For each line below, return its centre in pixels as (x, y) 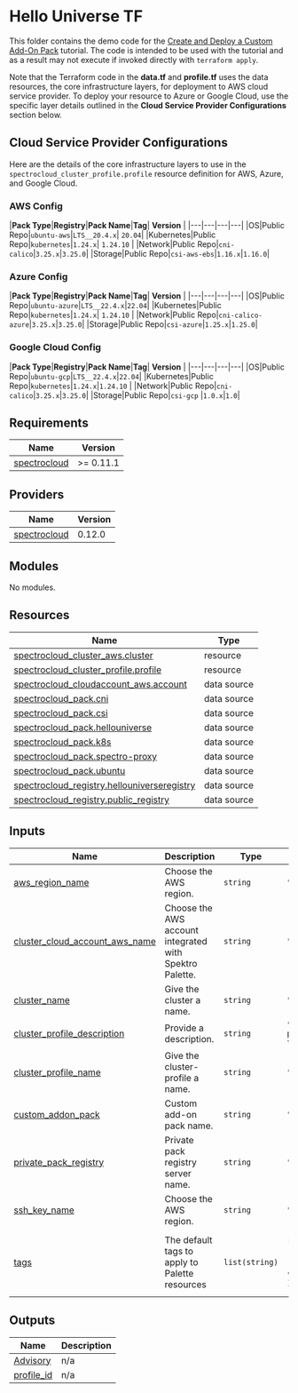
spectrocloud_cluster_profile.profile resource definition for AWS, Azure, (146, 173)
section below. (35, 115)
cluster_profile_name (57, 1072)
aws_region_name (51, 882)
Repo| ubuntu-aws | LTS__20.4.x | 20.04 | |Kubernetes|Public (113, 235)
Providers (37, 494)
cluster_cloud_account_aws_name (85, 941)
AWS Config (36, 206)
